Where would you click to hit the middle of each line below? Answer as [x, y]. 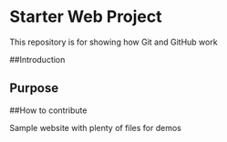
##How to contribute [48, 110]
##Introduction [37, 59]
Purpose [34, 88]
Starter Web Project [86, 17]
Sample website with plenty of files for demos [96, 127]
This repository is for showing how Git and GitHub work [113, 42]
